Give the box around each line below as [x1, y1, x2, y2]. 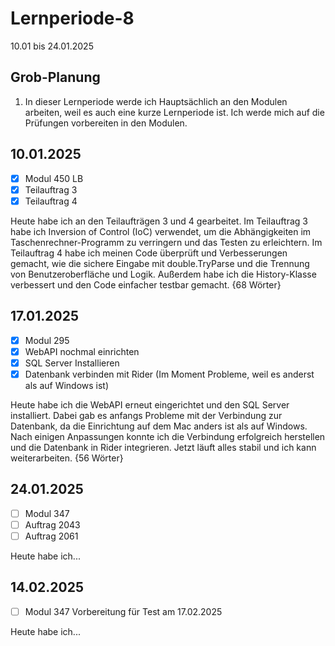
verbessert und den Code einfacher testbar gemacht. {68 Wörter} [10, 278, 282, 291]
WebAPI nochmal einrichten [24, 345, 140, 357]
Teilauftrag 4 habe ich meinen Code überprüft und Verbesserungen [10, 247, 288, 259]
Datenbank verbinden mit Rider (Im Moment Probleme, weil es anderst [24, 368, 315, 380]
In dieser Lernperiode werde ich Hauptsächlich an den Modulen [24, 95, 288, 107]
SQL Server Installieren [24, 357, 120, 369]
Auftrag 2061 [24, 530, 79, 542]
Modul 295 [24, 334, 70, 346]
